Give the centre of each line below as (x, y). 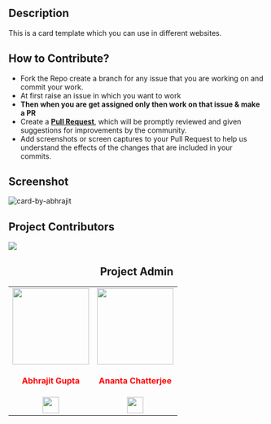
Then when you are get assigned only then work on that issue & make (140, 104)
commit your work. (52, 87)
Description (39, 13)
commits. (35, 156)
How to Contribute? (59, 59)
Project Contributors (62, 227)
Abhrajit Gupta (50, 381)
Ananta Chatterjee (135, 381)
